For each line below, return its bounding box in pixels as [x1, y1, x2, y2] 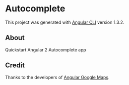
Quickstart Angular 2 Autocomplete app [5, 46, 86, 52]
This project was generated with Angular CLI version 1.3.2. [5, 19, 125, 25]
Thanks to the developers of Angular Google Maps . [5, 74, 110, 80]
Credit [5, 61, 25, 70]
